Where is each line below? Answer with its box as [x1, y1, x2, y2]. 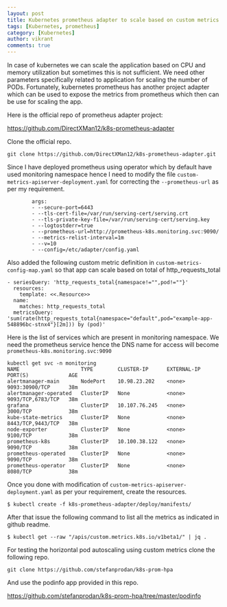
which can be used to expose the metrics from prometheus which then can [7, 90, 219, 98]
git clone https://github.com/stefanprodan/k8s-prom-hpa [7, 566, 174, 573]
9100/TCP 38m [7, 432, 78, 439]
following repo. [7, 553, 49, 561]
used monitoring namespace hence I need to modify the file [7, 170, 176, 178]
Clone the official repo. [7, 138, 72, 145]
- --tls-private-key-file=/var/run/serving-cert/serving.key [32, 216, 211, 223]
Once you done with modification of [7, 480, 108, 489]
